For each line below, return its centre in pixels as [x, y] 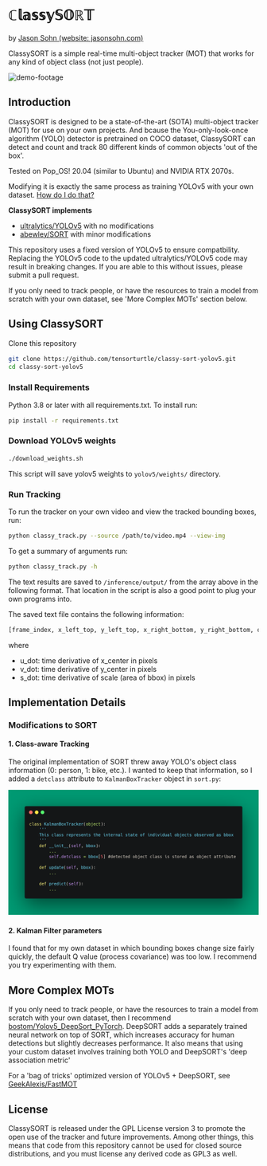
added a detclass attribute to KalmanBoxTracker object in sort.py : [114, 779]
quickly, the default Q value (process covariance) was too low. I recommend [132, 956]
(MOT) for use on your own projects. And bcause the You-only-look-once [128, 130]
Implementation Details [67, 702]
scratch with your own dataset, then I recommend [90, 1018]
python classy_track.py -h [53, 567]
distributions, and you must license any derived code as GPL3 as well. [123, 1153]
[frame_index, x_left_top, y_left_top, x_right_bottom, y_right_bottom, [131, 630]
